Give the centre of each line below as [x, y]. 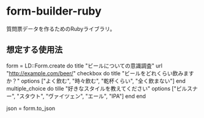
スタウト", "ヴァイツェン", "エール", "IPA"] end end [83, 96]
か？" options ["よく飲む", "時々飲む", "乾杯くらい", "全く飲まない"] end [96, 81]
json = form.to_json [31, 108]
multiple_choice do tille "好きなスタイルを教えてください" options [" [91, 88]
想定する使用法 [35, 50]
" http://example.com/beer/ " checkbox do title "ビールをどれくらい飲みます [100, 73]
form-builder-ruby [54, 11]
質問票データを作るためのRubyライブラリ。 [61, 29]
